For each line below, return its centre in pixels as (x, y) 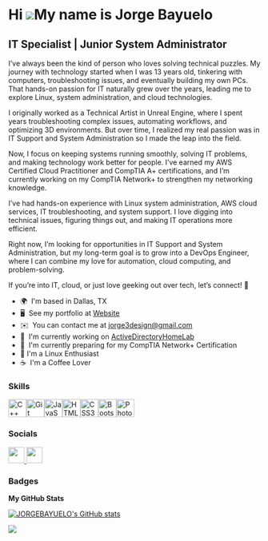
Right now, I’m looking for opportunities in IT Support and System (116, 244)
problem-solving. (37, 270)
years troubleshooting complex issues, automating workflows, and (118, 121)
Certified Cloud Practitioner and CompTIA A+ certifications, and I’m (119, 171)
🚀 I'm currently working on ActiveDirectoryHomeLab (107, 336)
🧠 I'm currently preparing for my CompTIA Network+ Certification (128, 345)
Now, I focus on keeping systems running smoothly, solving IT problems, (128, 154)
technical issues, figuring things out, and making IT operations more (120, 220)
